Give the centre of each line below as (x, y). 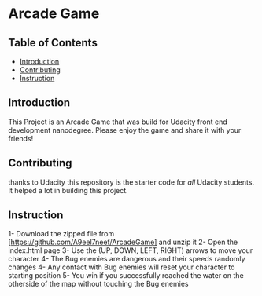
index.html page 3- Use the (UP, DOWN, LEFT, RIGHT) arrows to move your (131, 250)
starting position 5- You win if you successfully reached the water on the (126, 276)
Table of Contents (53, 43)
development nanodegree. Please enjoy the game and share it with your (125, 130)
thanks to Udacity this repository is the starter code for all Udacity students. (131, 182)
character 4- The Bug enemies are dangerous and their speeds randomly (127, 259)
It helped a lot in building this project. (68, 190)
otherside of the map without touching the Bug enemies (98, 284)
